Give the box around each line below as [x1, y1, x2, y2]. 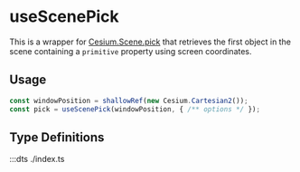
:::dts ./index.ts [9, 154, 65, 165]
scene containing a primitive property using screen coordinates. [9, 45, 252, 56]
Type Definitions [9, 129, 105, 145]
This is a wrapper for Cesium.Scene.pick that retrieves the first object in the [9, 36, 292, 47]
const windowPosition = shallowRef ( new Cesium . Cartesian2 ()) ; [9, 96, 248, 105]
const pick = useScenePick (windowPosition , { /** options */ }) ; [9, 104, 260, 114]
